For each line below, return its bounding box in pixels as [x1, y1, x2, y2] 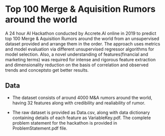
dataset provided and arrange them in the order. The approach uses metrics [5, 41, 161, 46]
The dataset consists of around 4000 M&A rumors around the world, [12, 94, 153, 100]
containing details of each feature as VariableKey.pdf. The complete [12, 115, 151, 121]
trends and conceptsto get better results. [5, 67, 89, 73]
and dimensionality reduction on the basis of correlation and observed [5, 62, 149, 68]
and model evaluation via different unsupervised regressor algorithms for [5, 46, 155, 52]
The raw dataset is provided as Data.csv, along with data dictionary [12, 109, 150, 115]
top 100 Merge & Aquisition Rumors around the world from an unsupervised [5, 36, 160, 42]
